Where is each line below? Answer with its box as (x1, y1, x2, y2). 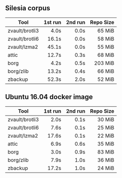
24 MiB (97, 165, 115, 172)
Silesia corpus (5, 4, 51, 12)
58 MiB (97, 35, 115, 42)
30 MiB (97, 116, 115, 123)
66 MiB (97, 67, 115, 74)
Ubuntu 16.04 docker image (5, 93, 93, 101)
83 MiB (97, 148, 115, 155)
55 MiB (97, 43, 115, 50)
